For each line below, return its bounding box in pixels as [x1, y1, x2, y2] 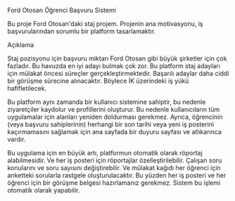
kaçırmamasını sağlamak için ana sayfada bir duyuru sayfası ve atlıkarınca [7, 128, 222, 136]
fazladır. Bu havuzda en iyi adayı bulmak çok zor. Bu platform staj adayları [7, 62, 220, 70]
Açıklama [7, 41, 34, 48]
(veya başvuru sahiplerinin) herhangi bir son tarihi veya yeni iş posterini [7, 120, 215, 129]
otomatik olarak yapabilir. [7, 186, 80, 194]
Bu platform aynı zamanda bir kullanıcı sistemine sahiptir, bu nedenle [7, 98, 206, 106]
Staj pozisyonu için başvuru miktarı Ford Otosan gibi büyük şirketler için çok [7, 54, 227, 63]
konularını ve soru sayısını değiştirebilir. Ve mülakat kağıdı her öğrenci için [7, 164, 221, 171]
